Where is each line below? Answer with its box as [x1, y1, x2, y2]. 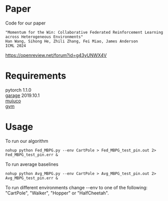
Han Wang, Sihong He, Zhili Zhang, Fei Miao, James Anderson [5, 39, 138, 44]
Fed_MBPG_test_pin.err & [5, 152, 58, 157]
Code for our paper [5, 20, 46, 26]
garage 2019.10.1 [5, 92, 40, 98]
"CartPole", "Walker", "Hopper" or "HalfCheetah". [5, 190, 109, 196]
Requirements [5, 70, 66, 82]
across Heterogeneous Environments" [5, 34, 83, 39]
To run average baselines [5, 161, 59, 167]
